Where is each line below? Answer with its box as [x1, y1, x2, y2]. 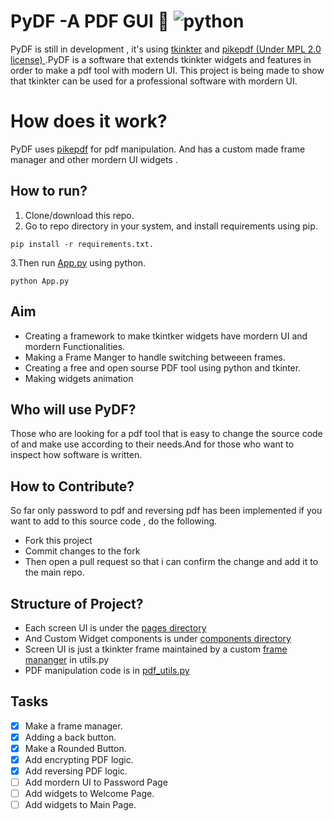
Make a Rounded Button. [24, 742, 127, 754]
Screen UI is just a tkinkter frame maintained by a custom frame [24, 643, 288, 655]
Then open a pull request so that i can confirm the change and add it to [24, 556, 319, 568]
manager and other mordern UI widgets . [10, 153, 178, 165]
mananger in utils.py [24, 653, 110, 665]
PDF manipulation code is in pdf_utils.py [24, 664, 190, 676]
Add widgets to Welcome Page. [24, 788, 155, 800]
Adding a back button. [24, 731, 117, 743]
